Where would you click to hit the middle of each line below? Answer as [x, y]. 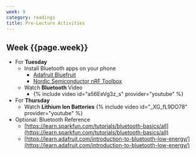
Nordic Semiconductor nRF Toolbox [77, 81]
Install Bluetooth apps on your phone [70, 68]
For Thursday [32, 101]
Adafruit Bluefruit [54, 75]
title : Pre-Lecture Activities [46, 23]
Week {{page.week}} [47, 47]
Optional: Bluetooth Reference [53, 120]
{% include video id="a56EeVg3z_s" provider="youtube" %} [108, 94]
